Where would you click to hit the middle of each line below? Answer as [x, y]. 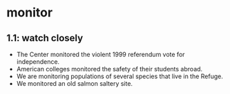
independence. [38, 62]
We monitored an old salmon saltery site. [74, 83]
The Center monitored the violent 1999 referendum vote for [100, 54]
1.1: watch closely [45, 38]
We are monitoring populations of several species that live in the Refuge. [120, 76]
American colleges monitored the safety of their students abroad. [109, 69]
